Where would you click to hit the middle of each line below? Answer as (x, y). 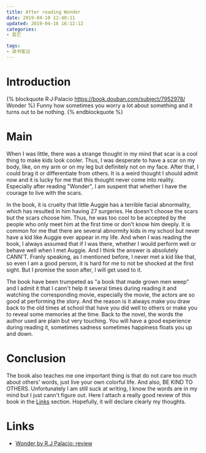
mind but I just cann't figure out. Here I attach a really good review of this (99, 395)
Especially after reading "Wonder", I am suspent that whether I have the (97, 186)
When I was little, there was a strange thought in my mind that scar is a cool (102, 153)
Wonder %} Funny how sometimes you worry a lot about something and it (100, 105)
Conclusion (36, 358)
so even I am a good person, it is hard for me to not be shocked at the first (100, 263)
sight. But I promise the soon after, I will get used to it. (74, 270)
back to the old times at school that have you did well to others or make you (102, 308)
